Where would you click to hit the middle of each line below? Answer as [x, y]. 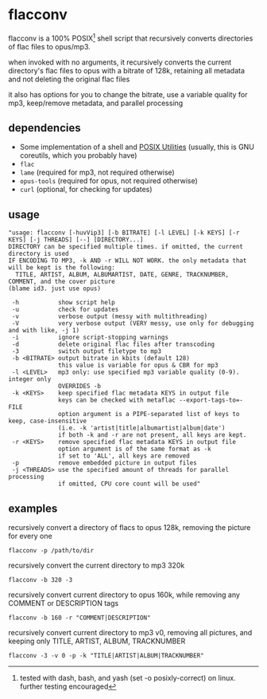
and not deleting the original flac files [69, 79]
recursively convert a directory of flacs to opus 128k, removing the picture [130, 528]
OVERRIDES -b [80, 387]
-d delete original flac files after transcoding [113, 344]
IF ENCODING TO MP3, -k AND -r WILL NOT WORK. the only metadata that [128, 261]
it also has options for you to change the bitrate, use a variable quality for [128, 94]
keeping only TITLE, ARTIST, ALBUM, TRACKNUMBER [97, 641]
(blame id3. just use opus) [55, 289]
